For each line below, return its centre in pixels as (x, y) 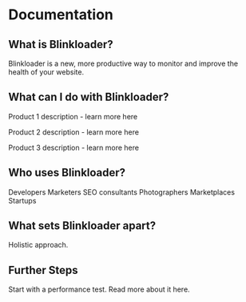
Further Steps (43, 270)
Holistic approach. (38, 245)
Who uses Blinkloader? (67, 173)
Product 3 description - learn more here (74, 147)
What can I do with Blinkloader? (89, 97)
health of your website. (46, 72)
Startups (22, 200)
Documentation (61, 15)
